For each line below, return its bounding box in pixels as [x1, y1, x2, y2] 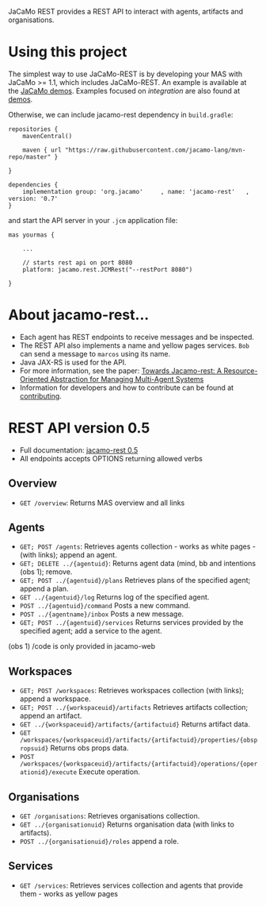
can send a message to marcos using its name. [19, 349, 171, 358]
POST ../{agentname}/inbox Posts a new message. [19, 609, 184, 619]
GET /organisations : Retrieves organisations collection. [19, 812, 200, 821]
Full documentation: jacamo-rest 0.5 [19, 445, 139, 455]
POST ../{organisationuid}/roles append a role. [19, 837, 180, 846]
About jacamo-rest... [8, 306, 150, 324]
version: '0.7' [8, 195, 59, 202]
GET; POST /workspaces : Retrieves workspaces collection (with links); [19, 686, 244, 696]
